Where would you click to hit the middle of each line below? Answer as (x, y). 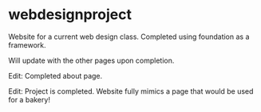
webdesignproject (70, 15)
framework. (27, 44)
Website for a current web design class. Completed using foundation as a (129, 37)
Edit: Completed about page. (55, 75)
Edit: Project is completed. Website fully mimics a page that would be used (131, 91)
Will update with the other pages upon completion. (91, 60)
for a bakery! (29, 99)
